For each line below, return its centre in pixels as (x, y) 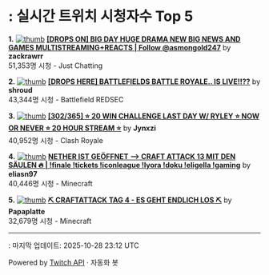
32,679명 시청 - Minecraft (50, 221)
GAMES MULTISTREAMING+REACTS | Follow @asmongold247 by (120, 47)
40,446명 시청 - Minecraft (51, 183)
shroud (21, 90)
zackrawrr (26, 56)
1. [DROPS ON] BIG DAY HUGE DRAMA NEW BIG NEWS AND (124, 39)
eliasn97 (23, 173)
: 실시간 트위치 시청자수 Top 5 (101, 16)
